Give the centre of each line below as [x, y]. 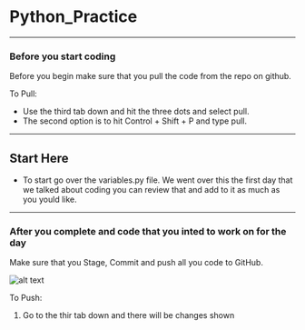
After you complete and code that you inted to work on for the [148, 231]
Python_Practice [74, 17]
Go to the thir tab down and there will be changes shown [128, 315]
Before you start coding [63, 56]
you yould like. [49, 200]
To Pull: [24, 94]
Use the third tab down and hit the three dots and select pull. [136, 112]
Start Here [39, 158]
